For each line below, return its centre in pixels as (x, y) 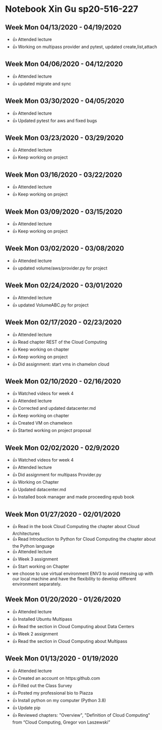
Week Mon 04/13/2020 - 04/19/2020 (63, 27)
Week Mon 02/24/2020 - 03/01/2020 (64, 285)
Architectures (26, 533)
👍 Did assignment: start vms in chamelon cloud (61, 364)
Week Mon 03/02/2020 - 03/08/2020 (65, 249)
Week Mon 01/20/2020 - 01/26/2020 (63, 599)
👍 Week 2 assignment (35, 633)
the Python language (33, 546)
